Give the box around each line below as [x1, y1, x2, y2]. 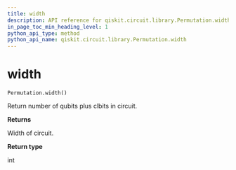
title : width [7, 10, 46, 17]
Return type [7, 143, 44, 151]
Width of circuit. [7, 129, 54, 137]
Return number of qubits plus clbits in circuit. [7, 102, 138, 111]
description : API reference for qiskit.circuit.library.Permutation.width [7, 17, 231, 24]
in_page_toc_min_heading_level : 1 [7, 23, 109, 30]
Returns [7, 115, 32, 124]
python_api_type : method [7, 29, 80, 37]
